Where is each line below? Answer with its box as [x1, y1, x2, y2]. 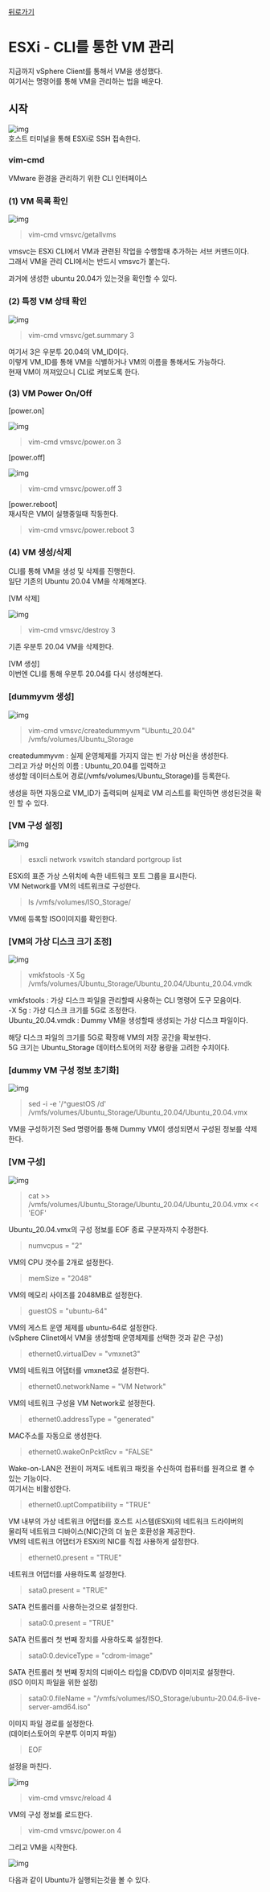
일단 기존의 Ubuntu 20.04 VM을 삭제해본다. [8, 576, 147, 586]
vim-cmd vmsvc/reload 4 [27, 1793, 112, 1803]
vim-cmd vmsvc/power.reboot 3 [27, 525, 135, 534]
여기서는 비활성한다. [8, 1483, 71, 1493]
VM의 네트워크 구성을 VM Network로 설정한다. [8, 1398, 156, 1408]
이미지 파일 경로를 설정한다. [8, 1718, 95, 1728]
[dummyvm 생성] [8, 691, 75, 703]
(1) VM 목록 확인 [8, 196, 68, 207]
